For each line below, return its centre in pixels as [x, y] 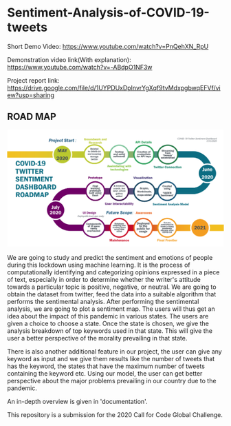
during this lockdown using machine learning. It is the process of [99, 265]
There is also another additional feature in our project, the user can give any [114, 351]
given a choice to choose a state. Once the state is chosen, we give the [108, 323]
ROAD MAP [32, 117]
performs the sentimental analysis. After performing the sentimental [103, 301]
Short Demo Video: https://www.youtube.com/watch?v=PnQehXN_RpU [108, 46]
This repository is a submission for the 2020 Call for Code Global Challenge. [115, 414]
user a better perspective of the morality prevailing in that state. [97, 338]
